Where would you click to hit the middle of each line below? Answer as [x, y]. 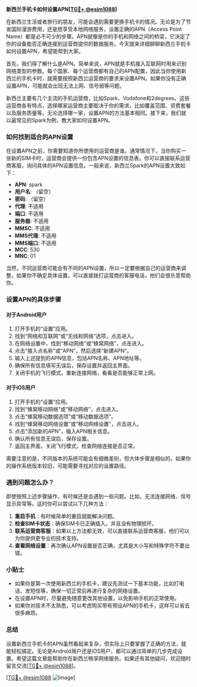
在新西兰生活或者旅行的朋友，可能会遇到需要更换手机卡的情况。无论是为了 [96, 22]
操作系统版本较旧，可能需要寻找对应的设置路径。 [70, 466]
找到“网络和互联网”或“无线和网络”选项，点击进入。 [76, 336]
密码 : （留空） [31, 199]
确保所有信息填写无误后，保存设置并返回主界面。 [74, 366]
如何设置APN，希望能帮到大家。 [45, 51]
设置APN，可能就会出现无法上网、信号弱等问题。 [65, 86]
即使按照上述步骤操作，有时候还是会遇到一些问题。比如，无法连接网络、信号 [98, 496]
